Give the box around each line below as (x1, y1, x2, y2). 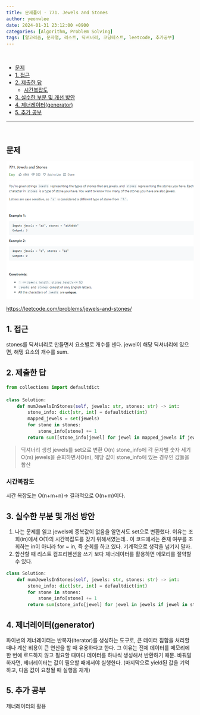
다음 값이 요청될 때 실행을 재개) (18, 666, 90, 673)
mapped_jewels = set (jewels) (27, 416, 100, 422)
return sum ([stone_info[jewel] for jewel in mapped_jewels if (27, 435, 185, 441)
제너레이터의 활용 (6, 702, 46, 710)
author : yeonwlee (6, 15, 49, 22)
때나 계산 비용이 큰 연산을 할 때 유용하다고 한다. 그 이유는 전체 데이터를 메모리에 (6, 644, 190, 651)
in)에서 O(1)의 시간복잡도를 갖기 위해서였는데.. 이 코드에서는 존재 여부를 (21, 535, 187, 542)
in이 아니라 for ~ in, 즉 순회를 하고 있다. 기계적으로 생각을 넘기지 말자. (30, 542, 192, 550)
